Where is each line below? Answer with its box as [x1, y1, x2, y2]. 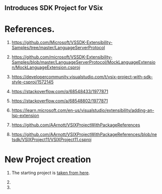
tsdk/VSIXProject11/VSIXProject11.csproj [11, 136, 92, 143]
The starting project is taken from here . [11, 170, 90, 176]
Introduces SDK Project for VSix [4, 4, 103, 12]
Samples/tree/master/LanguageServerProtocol [11, 45, 105, 51]
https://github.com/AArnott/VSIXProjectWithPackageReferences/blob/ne [11, 132, 157, 137]
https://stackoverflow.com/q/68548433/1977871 [11, 89, 109, 95]
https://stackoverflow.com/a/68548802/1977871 [11, 98, 108, 104]
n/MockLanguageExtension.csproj [11, 64, 81, 70]
